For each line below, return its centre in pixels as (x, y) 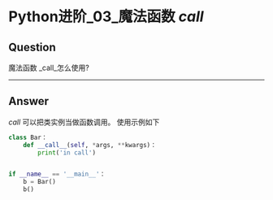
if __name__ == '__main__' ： (57, 174)
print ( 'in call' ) (67, 152)
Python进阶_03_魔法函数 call (106, 17)
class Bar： (28, 137)
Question (32, 47)
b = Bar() (40, 182)
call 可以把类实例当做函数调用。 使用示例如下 (84, 122)
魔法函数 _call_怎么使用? (49, 67)
